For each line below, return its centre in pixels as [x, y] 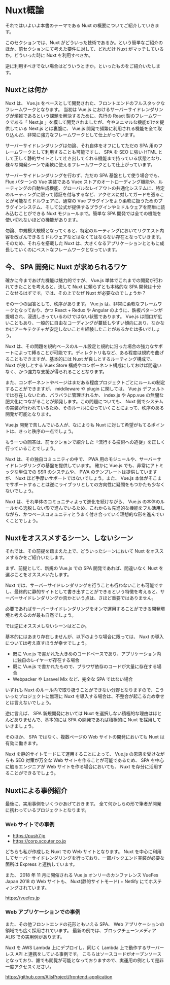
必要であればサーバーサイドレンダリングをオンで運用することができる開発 [83, 609]
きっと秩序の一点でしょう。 [47, 431]
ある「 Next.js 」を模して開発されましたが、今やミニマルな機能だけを [87, 122]
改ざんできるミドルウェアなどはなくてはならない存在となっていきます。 [89, 237]
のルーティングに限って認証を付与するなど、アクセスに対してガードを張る [82, 194]
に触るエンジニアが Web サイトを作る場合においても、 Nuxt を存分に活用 [82, 767]
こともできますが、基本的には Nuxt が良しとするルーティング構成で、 [82, 359]
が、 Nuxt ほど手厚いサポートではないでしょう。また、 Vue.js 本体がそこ [81, 478]
